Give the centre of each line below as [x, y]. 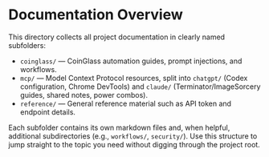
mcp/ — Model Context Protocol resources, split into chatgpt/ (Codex [134, 78]
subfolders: [27, 45]
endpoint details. [48, 112]
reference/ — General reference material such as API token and [125, 103]
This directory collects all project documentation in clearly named [117, 37]
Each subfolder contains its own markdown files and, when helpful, [119, 127]
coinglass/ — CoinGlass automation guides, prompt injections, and [131, 61]
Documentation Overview [96, 15]
